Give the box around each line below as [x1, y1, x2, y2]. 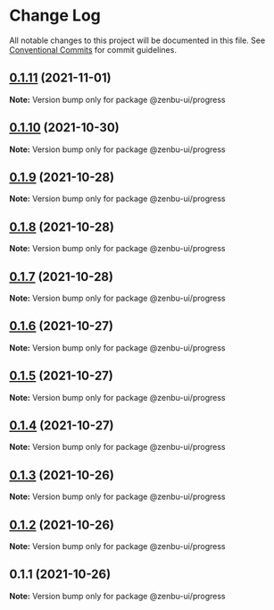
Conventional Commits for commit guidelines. [9, 44, 177, 55]
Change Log [9, 5, 101, 26]
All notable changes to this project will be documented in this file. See [9, 35, 266, 46]
